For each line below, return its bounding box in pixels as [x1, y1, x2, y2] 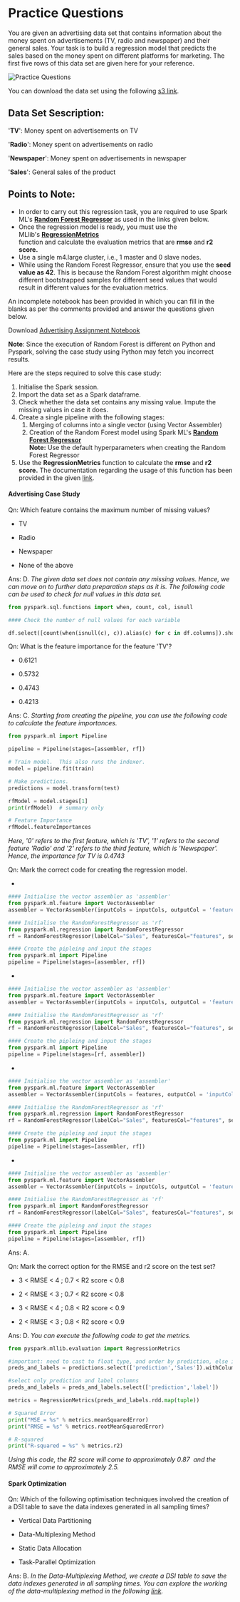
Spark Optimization [8, 1479, 67, 1488]
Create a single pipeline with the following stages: [18, 412, 165, 422]
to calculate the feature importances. [8, 719, 118, 728]
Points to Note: [8, 188, 75, 200]
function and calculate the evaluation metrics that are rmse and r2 [18, 238, 214, 246]
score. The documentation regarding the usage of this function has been [18, 466, 233, 474]
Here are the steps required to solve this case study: [8, 369, 162, 377]
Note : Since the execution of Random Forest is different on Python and [8, 340, 216, 348]
